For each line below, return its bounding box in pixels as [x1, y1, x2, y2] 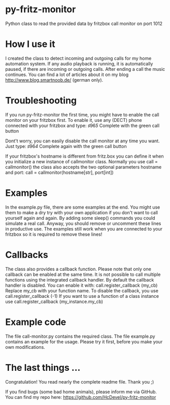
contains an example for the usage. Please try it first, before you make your [5, 338, 163, 345]
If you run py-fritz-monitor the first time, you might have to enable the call [5, 111, 159, 118]
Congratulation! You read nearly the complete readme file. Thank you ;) [5, 378, 154, 385]
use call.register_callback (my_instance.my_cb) [5, 298, 103, 305]
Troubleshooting [5, 95, 77, 107]
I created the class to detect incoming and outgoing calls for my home [5, 55, 152, 61]
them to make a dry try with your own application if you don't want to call [5, 209, 158, 215]
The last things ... [5, 362, 81, 373]
